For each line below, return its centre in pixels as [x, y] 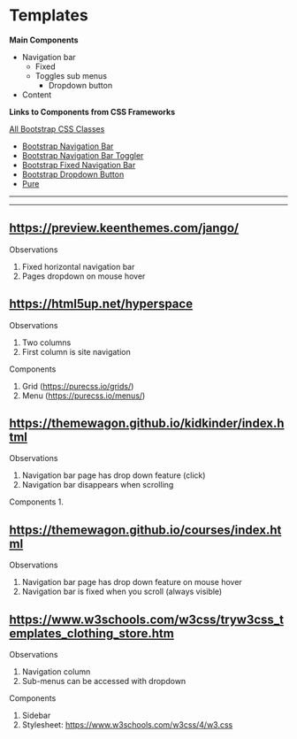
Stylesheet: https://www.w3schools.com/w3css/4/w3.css [127, 725]
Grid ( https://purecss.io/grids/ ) [78, 386]
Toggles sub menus [71, 75]
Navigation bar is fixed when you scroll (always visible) [122, 592]
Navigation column [56, 672]
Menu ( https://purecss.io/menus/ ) [84, 396]
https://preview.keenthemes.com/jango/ [124, 228]
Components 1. [37, 502]
